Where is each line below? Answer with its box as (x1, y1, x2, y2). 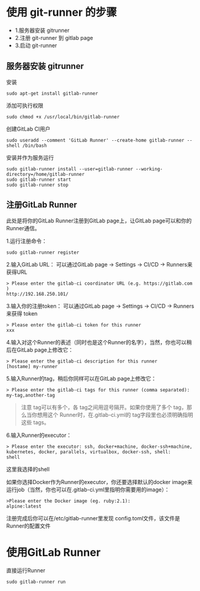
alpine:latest (6, 503, 42, 509)
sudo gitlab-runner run (6, 578, 66, 585)
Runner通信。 (6, 224, 40, 231)
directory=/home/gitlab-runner (6, 171, 85, 177)
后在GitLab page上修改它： (6, 346, 74, 354)
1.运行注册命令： (6, 237, 47, 245)
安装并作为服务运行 (6, 153, 54, 161)
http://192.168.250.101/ (6, 291, 69, 297)
